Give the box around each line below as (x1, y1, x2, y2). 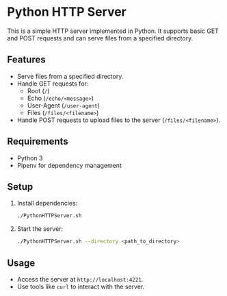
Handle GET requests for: (16, 79, 89, 88)
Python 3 (16, 153, 43, 162)
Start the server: (16, 225, 64, 233)
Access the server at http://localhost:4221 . (16, 275, 144, 283)
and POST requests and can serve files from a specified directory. (7, 34, 193, 42)
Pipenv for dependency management (16, 161, 122, 169)
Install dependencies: (16, 199, 78, 208)
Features (7, 54, 46, 66)
